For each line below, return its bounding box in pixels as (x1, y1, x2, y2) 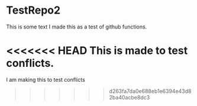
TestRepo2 (6, 4, 61, 17)
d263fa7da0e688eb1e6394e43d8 (109, 87, 192, 95)
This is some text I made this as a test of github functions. (6, 23, 147, 30)
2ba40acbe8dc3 (109, 94, 150, 101)
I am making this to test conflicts (6, 76, 86, 83)
